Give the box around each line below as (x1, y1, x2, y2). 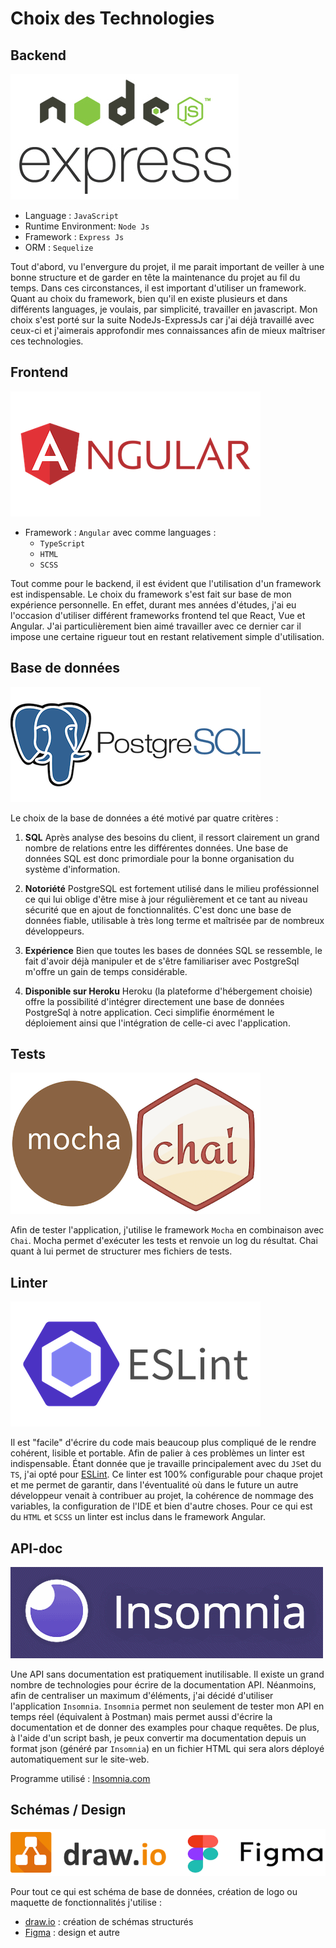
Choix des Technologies (10, 7, 215, 30)
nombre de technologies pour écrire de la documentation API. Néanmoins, (10, 1679, 317, 1691)
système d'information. (24, 863, 121, 875)
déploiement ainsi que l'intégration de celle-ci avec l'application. (24, 1017, 291, 1029)
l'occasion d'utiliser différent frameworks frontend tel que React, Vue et (10, 609, 306, 621)
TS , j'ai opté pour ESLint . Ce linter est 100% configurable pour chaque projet (10, 1468, 323, 1481)
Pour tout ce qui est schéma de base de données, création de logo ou (10, 1886, 298, 1898)
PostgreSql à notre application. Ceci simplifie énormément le (24, 1006, 275, 1018)
